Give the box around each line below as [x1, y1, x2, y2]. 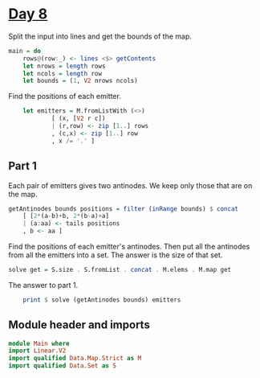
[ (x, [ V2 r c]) [51, 114, 106, 123]
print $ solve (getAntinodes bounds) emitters [22, 295, 181, 304]
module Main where [8, 339, 70, 347]
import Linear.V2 [8, 347, 67, 355]
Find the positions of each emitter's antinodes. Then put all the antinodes [8, 242, 250, 251]
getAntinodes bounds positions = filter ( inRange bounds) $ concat [8, 204, 239, 213]
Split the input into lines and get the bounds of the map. [8, 31, 193, 41]
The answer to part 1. [8, 280, 79, 290]
